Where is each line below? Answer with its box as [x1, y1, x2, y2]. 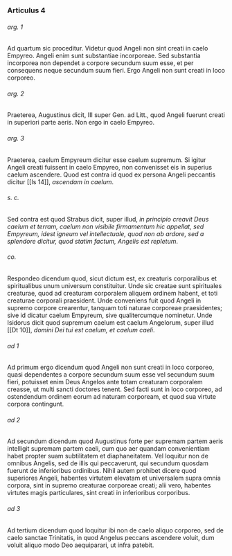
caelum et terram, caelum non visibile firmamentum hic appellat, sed [7, 222, 204, 231]
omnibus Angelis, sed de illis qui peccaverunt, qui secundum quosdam [7, 459, 209, 467]
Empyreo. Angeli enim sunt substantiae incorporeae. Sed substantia [7, 51, 201, 60]
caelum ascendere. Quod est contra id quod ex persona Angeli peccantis [7, 170, 216, 179]
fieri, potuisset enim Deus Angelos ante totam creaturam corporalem [7, 378, 203, 386]
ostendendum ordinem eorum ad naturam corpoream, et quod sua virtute [7, 393, 217, 401]
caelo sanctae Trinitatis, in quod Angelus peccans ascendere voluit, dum [7, 533, 215, 541]
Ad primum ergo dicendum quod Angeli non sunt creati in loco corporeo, [7, 363, 215, 372]
